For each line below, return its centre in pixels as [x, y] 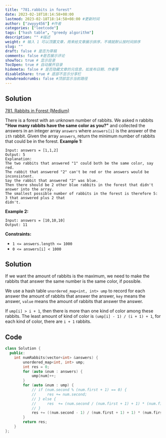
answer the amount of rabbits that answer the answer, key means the [75, 296]
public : [18, 353]
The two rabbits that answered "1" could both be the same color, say [79, 163]
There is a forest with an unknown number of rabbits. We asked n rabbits [79, 120]
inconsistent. [20, 176]
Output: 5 [15, 154]
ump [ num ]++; [44, 376]
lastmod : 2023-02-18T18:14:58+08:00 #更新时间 [52, 19]
